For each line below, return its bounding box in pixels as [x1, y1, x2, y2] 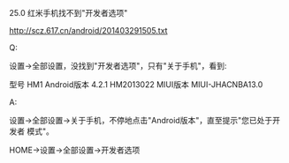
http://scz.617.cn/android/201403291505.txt [9, 26, 168, 35]
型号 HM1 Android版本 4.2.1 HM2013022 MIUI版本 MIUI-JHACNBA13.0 [9, 79, 263, 90]
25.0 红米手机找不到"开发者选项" [9, 8, 128, 18]
